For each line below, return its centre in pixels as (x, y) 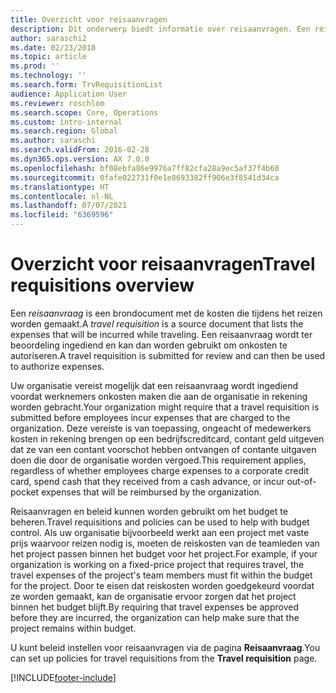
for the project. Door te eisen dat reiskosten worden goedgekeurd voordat (162, 585)
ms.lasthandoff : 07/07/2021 (69, 206)
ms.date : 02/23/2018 (53, 47)
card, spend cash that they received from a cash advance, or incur (147, 481)
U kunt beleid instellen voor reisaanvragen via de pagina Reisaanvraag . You (165, 647)
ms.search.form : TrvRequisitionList (86, 85)
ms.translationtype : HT (60, 187)
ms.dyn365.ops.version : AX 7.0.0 (80, 159)
